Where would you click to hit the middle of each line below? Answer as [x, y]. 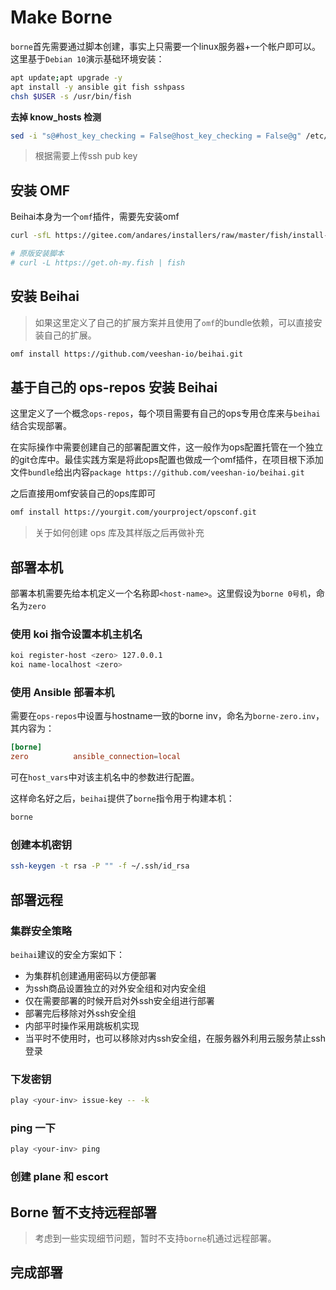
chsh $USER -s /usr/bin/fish [71, 96]
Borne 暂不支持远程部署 [84, 1212]
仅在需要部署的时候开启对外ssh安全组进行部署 [119, 1000]
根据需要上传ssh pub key [86, 156]
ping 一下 [33, 1128]
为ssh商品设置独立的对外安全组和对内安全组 [115, 988]
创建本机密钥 [41, 844]
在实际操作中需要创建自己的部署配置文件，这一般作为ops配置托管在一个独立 [167, 447]
